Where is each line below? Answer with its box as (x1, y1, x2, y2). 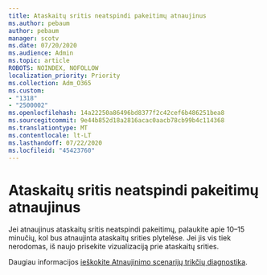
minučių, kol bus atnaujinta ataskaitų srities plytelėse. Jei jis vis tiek (8, 233, 232, 243)
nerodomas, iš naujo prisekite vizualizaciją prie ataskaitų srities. (8, 242, 220, 252)
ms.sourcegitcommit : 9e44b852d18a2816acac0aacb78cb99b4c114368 (8, 117, 225, 125)
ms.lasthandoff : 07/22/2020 (8, 138, 103, 147)
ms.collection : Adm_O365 (8, 79, 92, 87)
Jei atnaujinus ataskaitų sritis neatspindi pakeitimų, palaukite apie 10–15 (8, 224, 245, 234)
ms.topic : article (8, 57, 70, 65)
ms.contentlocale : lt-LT (8, 131, 92, 139)
